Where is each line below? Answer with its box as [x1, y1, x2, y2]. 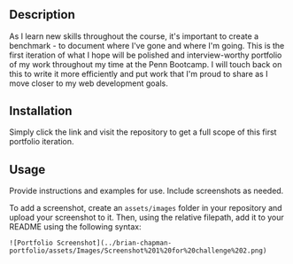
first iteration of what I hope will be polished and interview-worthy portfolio [9, 50, 282, 60]
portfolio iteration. [9, 136, 74, 147]
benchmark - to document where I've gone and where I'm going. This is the [9, 40, 285, 50]
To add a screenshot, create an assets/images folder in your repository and [9, 203, 282, 214]
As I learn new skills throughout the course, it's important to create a [9, 30, 259, 42]
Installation [9, 104, 73, 118]
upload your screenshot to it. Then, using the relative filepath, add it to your [9, 212, 285, 223]
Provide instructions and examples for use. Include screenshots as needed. [9, 185, 284, 197]
